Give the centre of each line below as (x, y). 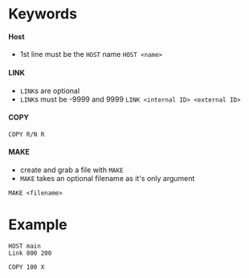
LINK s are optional (50, 91)
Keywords (43, 14)
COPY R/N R (27, 134)
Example (38, 225)
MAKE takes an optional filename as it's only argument (107, 178)
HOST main (25, 246)
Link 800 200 (30, 253)
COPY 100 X (27, 267)
